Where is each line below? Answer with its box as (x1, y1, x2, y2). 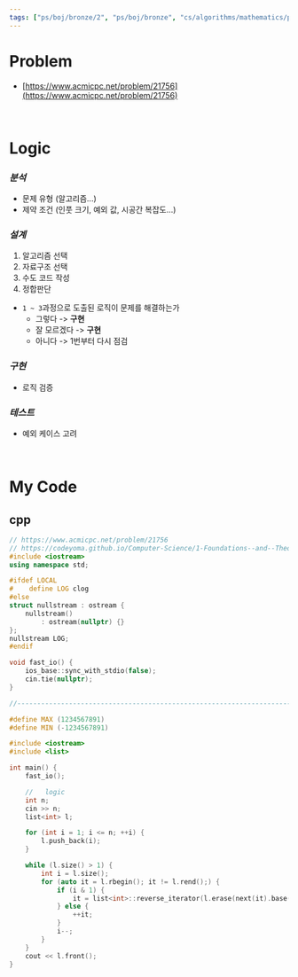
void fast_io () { (9, 658, 74, 668)
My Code (9, 477, 78, 497)
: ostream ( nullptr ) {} (41, 617, 125, 626)
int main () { (9, 763, 58, 772)
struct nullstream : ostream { (9, 601, 125, 610)
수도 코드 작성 (21, 272, 70, 284)
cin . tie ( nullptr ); (25, 675, 93, 684)
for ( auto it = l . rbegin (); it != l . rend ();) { (41, 877, 220, 887)
